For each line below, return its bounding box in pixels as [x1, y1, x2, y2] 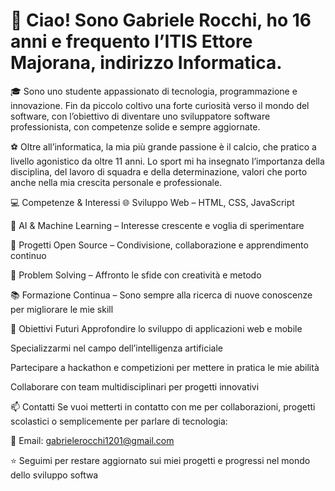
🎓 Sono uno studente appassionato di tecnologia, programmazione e [10, 85, 298, 97]
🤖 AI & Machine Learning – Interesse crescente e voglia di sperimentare [10, 219, 305, 231]
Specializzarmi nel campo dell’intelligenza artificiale [10, 342, 223, 354]
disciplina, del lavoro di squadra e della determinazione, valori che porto [10, 165, 308, 178]
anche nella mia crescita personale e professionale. [10, 176, 223, 188]
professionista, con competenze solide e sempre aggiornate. [10, 120, 261, 133]
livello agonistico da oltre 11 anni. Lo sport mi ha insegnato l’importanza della [10, 155, 325, 167]
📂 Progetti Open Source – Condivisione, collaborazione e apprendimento [10, 239, 309, 251]
